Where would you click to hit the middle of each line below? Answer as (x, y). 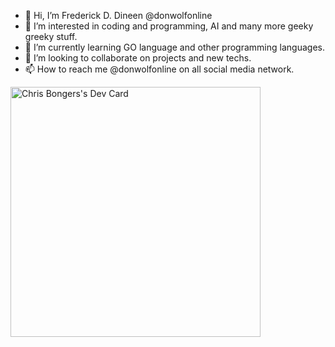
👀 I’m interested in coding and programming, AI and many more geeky (169, 26)
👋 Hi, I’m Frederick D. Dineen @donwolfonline (118, 15)
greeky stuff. (51, 36)
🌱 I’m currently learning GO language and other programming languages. (174, 47)
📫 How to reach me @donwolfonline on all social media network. (159, 69)
